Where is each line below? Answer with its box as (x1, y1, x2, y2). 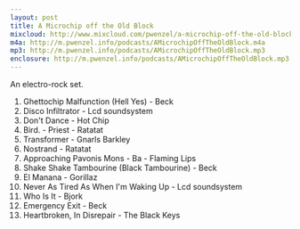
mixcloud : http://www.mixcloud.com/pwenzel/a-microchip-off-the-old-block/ (10, 29, 297, 38)
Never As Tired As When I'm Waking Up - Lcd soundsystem (22, 182, 243, 192)
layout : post (10, 12, 59, 22)
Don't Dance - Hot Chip (22, 115, 109, 126)
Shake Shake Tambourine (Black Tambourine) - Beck (22, 162, 217, 173)
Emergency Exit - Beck (22, 200, 108, 210)
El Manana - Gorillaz (22, 172, 98, 183)
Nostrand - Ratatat (22, 143, 92, 154)
